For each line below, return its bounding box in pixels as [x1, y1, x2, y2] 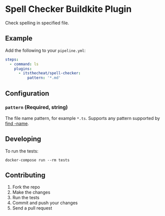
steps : [5, 57, 19, 62]
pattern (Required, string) [5, 104, 68, 111]
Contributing [5, 171, 46, 179]
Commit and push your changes [12, 200, 78, 206]
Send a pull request [12, 205, 53, 211]
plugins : [14, 66, 32, 71]
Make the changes [12, 189, 51, 195]
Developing [5, 135, 41, 143]
